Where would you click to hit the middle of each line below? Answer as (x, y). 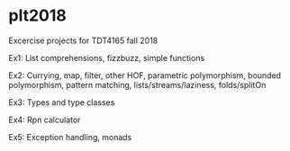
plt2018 (37, 16)
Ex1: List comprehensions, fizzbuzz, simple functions (107, 58)
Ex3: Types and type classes (62, 102)
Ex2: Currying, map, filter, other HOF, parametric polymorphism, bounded (145, 75)
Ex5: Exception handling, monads (70, 137)
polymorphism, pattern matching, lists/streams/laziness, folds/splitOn (137, 84)
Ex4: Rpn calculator (45, 120)
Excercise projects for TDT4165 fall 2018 (83, 40)
